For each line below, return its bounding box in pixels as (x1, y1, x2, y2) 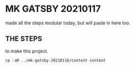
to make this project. (5, 48, 48, 54)
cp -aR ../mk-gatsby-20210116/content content (5, 58, 106, 63)
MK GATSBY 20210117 (5, 3, 101, 15)
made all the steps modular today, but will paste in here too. (5, 20, 131, 26)
